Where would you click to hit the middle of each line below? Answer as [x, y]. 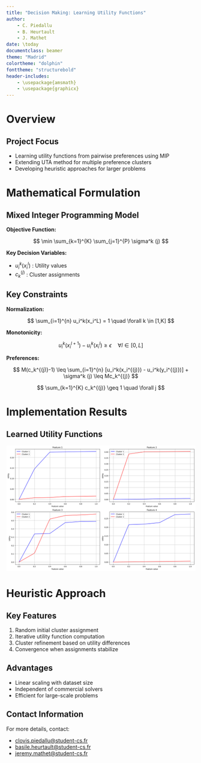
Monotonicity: [24, 332]
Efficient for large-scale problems [56, 695]
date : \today [22, 44]
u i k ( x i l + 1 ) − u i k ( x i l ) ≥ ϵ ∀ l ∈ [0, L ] [101, 345]
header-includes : [28, 76]
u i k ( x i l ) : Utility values [41, 266]
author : [16, 19]
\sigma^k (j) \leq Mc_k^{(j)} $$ [101, 376]
